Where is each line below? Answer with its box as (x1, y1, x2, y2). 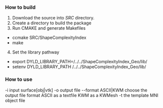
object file (5, 97, 25, 103)
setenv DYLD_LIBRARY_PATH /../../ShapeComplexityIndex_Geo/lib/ (12, 64, 146, 70)
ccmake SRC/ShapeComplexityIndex (12, 35, 87, 40)
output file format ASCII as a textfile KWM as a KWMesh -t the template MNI (5, 92, 159, 98)
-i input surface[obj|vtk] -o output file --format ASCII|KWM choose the (5, 87, 148, 93)
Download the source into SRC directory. (12, 15, 94, 21)
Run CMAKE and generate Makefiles (12, 25, 86, 31)
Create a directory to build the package (12, 20, 92, 26)
